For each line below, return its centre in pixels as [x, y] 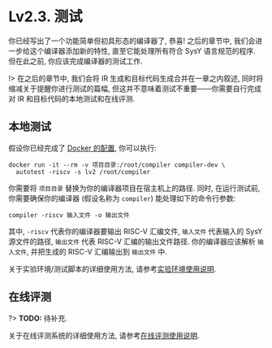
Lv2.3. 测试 [45, 17]
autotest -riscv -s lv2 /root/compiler [83, 172]
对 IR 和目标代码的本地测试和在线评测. [72, 98]
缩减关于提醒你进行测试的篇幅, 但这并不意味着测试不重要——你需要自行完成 [135, 88]
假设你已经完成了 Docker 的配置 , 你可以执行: [82, 148]
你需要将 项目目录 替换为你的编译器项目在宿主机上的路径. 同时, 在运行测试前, [134, 188]
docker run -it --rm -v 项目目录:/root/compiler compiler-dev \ [117, 165]
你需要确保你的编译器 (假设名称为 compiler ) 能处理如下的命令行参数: [122, 198]
